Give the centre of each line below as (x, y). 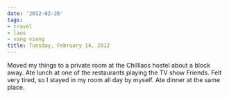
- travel (20, 26)
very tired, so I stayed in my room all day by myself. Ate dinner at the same (114, 80)
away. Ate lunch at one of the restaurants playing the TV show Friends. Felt (114, 72)
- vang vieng (26, 39)
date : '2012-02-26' (35, 13)
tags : (15, 20)
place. (16, 87)
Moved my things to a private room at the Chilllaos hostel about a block (109, 65)
